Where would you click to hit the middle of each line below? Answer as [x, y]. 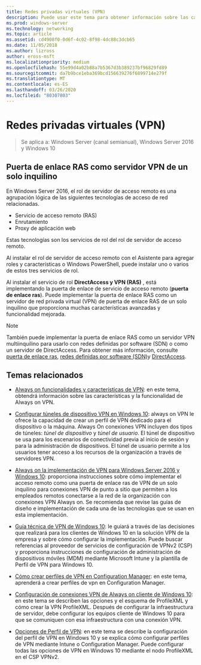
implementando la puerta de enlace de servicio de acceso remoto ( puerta [97, 288]
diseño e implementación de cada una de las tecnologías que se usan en [104, 508]
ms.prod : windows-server [37, 23]
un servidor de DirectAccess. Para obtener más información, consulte [92, 350]
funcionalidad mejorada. [36, 314]
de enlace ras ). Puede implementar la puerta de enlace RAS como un [92, 295]
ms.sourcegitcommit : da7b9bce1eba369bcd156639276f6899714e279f [87, 73]
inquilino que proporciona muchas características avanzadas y [83, 307]
